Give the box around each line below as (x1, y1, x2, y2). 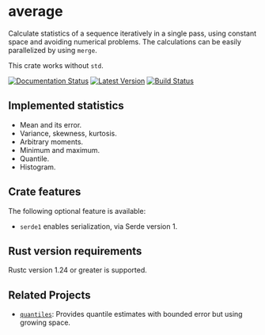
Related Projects (8, 288, 91, 302)
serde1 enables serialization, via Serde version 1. (19, 221, 178, 231)
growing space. (19, 318, 71, 327)
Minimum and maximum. (19, 145, 100, 154)
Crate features (8, 185, 81, 199)
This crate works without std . (8, 60, 104, 70)
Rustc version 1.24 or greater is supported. (8, 265, 148, 275)
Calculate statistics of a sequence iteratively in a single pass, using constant (8, 29, 257, 38)
